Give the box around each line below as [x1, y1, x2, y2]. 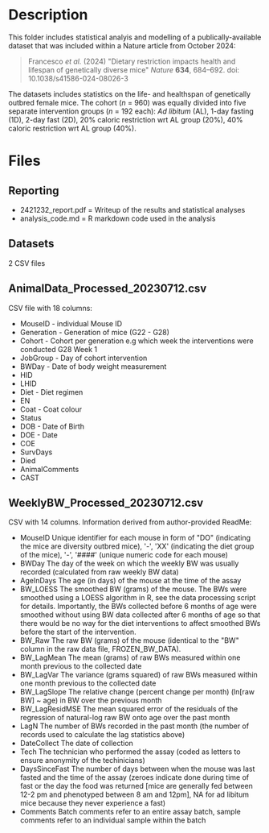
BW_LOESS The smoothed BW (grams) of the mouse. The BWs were [19, 584, 247, 594]
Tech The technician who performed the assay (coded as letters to [19, 747, 241, 756]
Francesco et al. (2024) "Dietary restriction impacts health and [27, 56, 236, 66]
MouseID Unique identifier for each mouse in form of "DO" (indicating [19, 533, 251, 543]
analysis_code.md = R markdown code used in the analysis [19, 213, 216, 223]
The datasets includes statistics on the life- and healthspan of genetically [8, 89, 251, 98]
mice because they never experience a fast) [19, 798, 166, 808]
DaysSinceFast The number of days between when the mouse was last [19, 764, 255, 774]
